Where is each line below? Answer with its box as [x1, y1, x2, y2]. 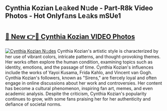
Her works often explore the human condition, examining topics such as [5, 59, 153, 65]
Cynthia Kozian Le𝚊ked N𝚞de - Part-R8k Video [5, 4, 153, 12]
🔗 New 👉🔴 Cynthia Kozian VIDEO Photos [5, 32, 136, 41]
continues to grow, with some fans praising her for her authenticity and [5, 96, 151, 102]
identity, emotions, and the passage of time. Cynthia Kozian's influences [5, 64, 154, 70]
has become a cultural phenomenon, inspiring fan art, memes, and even [5, 86, 153, 91]
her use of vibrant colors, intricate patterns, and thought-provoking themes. [5, 54, 161, 59]
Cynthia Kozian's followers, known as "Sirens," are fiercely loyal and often [5, 75, 157, 81]
